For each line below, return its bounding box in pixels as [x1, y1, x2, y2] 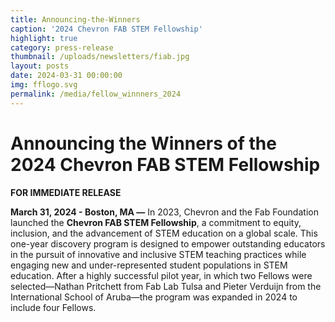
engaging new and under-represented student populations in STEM [10, 259, 288, 271]
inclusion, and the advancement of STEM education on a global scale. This [10, 227, 318, 239]
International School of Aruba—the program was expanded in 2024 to [10, 291, 298, 303]
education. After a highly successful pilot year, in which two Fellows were [10, 269, 313, 281]
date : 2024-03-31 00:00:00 [10, 71, 123, 81]
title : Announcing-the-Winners [10, 14, 141, 25]
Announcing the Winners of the [10, 132, 277, 155]
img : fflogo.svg [10, 80, 78, 90]
